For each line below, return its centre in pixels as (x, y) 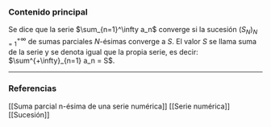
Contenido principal (48, 12)
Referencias (33, 88)
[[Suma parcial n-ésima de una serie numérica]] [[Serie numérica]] (119, 106)
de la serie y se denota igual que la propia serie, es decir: (104, 51)
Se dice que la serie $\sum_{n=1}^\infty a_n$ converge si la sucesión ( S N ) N (133, 31)
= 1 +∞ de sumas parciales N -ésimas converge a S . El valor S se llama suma (132, 42)
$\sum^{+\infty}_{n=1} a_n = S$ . (62, 60)
